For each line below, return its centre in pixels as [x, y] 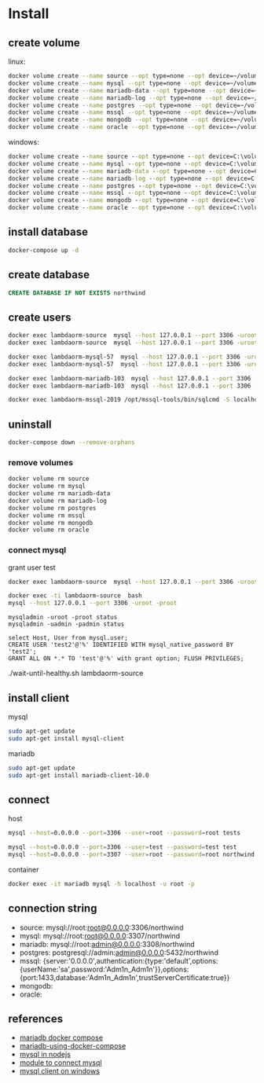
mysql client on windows [60, 1071]
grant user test [32, 567]
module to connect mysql [60, 1063]
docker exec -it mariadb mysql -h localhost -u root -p [101, 884]
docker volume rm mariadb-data [59, 494]
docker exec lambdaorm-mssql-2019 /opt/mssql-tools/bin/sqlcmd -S [119, 400]
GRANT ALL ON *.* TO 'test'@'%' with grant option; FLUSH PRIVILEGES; [126, 659]
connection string [53, 909]
